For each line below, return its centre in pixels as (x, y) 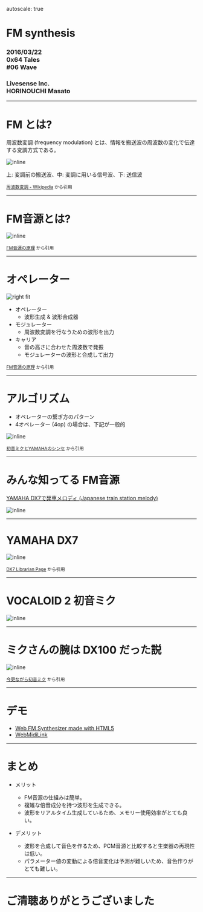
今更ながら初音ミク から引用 (36, 679)
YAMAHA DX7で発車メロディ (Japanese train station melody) (82, 498)
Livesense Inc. (28, 84)
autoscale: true (25, 9)
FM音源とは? (39, 219)
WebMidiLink (31, 735)
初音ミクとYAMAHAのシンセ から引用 (45, 449)
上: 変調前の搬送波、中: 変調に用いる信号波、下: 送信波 (74, 174)
